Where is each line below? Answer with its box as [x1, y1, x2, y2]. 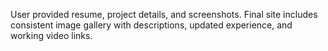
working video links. [10, 30, 93, 41]
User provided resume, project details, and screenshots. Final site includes [10, 9, 318, 20]
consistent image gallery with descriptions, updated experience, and [10, 19, 293, 31]
